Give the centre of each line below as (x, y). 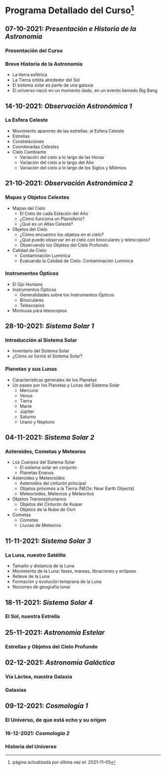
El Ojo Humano (27, 284)
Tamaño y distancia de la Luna (43, 566)
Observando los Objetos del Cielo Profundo (64, 245)
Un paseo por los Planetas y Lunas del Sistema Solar (66, 385)
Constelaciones (28, 141)
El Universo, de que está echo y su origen (56, 720)
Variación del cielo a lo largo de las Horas (62, 157)
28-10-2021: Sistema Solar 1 (50, 326)
